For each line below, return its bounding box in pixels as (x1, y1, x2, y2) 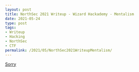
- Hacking (5, 35, 25, 39)
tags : (5, 25, 16, 30)
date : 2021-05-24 (5, 16, 40, 21)
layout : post (5, 7, 32, 12)
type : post (5, 20, 27, 26)
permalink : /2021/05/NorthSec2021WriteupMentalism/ (5, 48, 112, 53)
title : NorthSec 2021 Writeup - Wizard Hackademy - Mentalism (5, 12, 134, 17)
